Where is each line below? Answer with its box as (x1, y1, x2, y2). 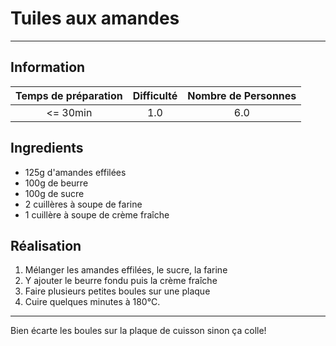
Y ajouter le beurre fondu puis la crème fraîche (24, 275, 218, 287)
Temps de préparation (15, 88, 123, 102)
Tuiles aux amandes (10, 7, 180, 30)
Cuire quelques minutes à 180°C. (24, 296, 161, 308)
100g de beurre (24, 177, 89, 189)
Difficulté (132, 88, 178, 102)
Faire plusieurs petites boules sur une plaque (24, 285, 211, 297)
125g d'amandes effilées (24, 166, 127, 178)
